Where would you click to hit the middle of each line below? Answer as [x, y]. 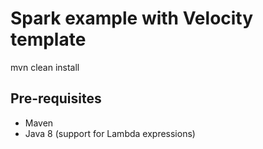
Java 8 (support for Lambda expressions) [110, 133]
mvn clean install [45, 67]
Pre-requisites [56, 98]
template [48, 39]
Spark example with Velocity [132, 18]
